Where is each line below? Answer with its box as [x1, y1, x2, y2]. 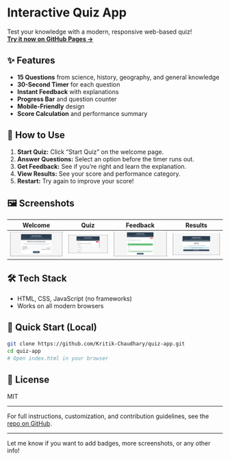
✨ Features [7, 55, 55, 67]
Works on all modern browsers [16, 301, 104, 310]
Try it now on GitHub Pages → [7, 34, 94, 43]
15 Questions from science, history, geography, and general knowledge [16, 73, 220, 81]
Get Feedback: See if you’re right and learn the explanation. [16, 162, 187, 170]
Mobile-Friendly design [16, 102, 85, 111]
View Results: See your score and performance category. [16, 170, 181, 178]
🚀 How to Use [7, 129, 65, 141]
